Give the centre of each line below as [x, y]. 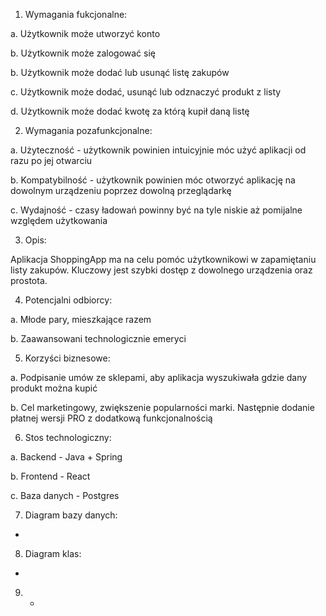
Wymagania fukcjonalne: [76, 14]
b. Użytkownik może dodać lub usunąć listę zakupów [120, 72]
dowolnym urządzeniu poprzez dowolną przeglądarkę [121, 190]
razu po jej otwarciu [51, 160]
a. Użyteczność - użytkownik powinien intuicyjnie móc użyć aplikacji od [158, 150]
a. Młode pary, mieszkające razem [81, 319]
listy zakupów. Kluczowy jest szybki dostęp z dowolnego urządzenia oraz [161, 270]
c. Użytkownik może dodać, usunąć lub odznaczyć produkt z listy [146, 92]
